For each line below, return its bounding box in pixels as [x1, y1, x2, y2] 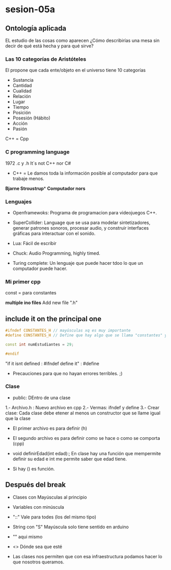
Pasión [12, 126, 27, 132]
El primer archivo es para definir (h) [12, 425, 88, 431]
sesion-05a [5, 4, 55, 15]
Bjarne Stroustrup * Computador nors [5, 185, 85, 191]
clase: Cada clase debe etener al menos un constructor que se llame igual [5, 410, 161, 416]
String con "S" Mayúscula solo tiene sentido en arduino [12, 524, 129, 530]
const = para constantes [5, 290, 57, 296]
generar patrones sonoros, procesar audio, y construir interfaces [12, 225, 149, 231]
